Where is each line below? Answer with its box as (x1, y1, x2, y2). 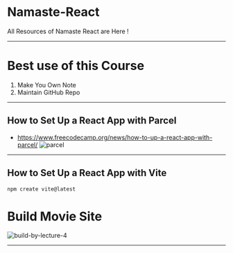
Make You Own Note (17, 80, 76, 89)
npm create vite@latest (7, 185, 76, 193)
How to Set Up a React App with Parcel (7, 115, 177, 127)
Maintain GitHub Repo (17, 88, 80, 96)
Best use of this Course (7, 58, 144, 73)
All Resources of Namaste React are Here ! (7, 27, 130, 35)
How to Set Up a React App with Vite (7, 167, 167, 179)
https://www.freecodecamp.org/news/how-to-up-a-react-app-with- (17, 133, 213, 141)
